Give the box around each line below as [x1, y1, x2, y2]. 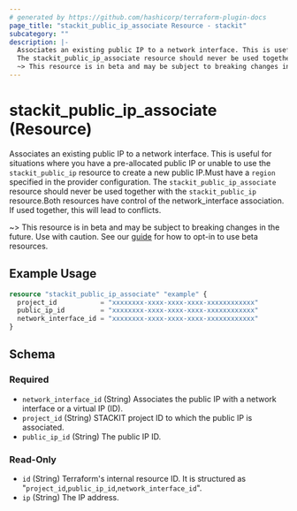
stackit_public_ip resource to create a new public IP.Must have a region [9, 167, 276, 178]
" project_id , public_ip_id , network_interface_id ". [21, 483, 202, 493]
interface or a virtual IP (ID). [21, 403, 124, 414]
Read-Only [9, 453, 57, 465]
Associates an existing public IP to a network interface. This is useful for [9, 148, 272, 159]
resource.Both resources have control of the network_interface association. [9, 195, 285, 206]
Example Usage [9, 266, 97, 281]
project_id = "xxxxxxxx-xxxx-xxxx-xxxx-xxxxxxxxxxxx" [17, 298, 259, 307]
